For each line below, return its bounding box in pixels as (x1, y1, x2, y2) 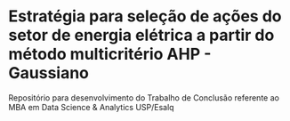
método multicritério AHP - (8, 44, 212, 64)
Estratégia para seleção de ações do (8, 6, 282, 27)
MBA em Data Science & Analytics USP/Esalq (8, 101, 174, 112)
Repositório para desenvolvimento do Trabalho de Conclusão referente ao (8, 92, 279, 103)
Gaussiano (8, 63, 90, 84)
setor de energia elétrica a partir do (8, 25, 275, 45)
